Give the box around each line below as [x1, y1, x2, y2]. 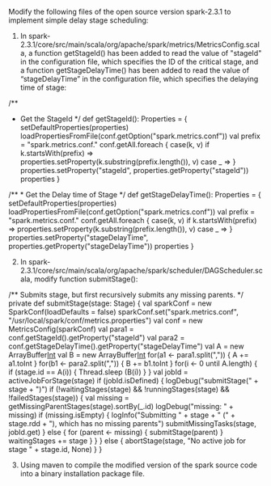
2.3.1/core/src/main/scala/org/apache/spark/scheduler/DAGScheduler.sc [19, 266, 263, 275]
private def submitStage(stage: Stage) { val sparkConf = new [8, 298, 212, 308]
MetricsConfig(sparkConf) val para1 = [8, 324, 135, 334]
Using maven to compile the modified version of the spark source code [19, 460, 257, 470]
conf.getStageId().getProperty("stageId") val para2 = [8, 333, 185, 342]
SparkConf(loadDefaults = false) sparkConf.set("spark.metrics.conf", [8, 307, 239, 316]
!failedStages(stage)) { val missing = [8, 393, 129, 403]
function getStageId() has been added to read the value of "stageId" [34, 49, 262, 57]
